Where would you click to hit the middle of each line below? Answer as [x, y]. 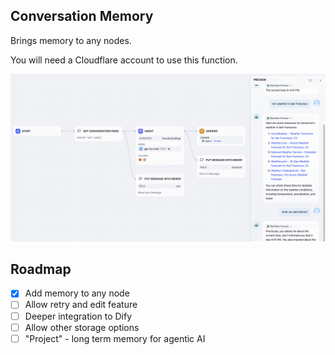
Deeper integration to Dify [78, 316]
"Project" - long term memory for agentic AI [115, 338]
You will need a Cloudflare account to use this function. [124, 60]
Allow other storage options [82, 327]
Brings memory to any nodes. [71, 40]
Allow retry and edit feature [81, 305]
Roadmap [41, 269]
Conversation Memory [82, 16]
